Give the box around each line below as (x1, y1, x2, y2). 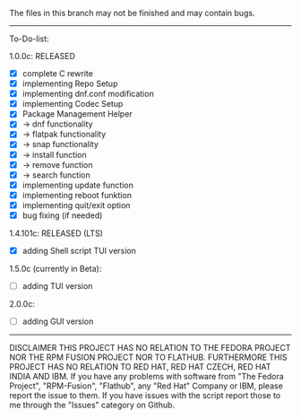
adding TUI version (21, 281, 93, 291)
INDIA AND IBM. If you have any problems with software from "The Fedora (9, 371, 284, 382)
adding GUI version (21, 316, 94, 327)
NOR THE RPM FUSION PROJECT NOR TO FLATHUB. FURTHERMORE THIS (9, 352, 288, 362)
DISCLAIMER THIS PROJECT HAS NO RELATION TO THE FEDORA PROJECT (9, 343, 291, 354)
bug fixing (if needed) (21, 210, 103, 221)
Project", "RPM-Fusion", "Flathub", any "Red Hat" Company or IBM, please (9, 380, 284, 391)
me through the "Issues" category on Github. (9, 399, 176, 411)
